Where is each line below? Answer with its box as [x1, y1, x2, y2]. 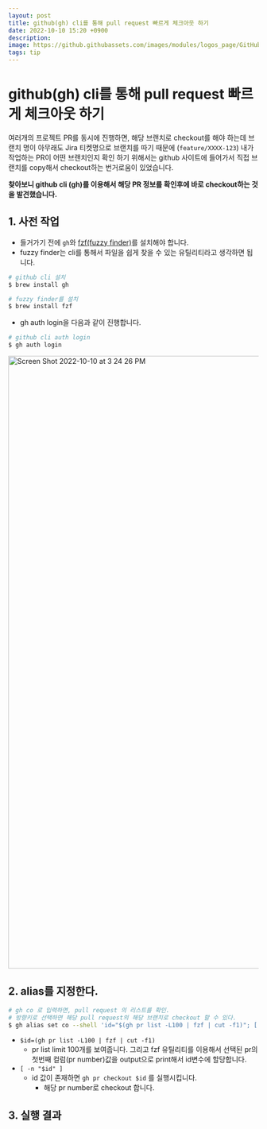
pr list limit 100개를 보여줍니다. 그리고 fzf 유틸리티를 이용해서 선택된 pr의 [31, 1045, 258, 1054]
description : [8, 33, 52, 42]
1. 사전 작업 [8, 215, 60, 229]
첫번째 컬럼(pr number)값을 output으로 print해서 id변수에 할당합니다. [31, 1054, 247, 1065]
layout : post [8, 11, 52, 20]
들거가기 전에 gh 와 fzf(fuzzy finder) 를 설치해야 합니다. [19, 238, 189, 247]
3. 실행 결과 [8, 1108, 62, 1122]
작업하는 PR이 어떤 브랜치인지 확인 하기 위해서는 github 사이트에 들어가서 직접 [8, 153, 250, 162]
